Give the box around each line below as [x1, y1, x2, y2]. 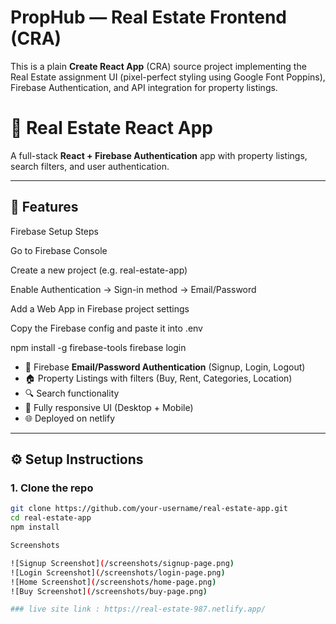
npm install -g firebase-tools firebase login [10, 341, 187, 353]
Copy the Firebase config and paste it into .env [10, 322, 203, 334]
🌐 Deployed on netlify [24, 412, 115, 424]
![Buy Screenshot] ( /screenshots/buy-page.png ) [10, 586, 208, 596]
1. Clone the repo [10, 481, 94, 495]
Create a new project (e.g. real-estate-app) [10, 264, 188, 276]
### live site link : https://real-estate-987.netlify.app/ [10, 604, 267, 615]
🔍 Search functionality [24, 387, 120, 399]
